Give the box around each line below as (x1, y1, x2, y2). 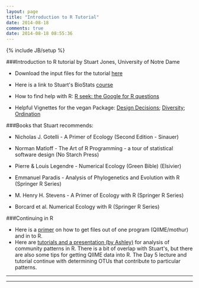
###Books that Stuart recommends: (6, 122, 94, 129)
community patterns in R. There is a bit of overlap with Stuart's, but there (14, 245, 193, 252)
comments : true (6, 25, 44, 31)
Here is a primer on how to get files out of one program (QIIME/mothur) (14, 226, 188, 234)
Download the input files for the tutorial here (14, 70, 123, 77)
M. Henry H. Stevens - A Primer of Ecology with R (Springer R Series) (14, 192, 184, 199)
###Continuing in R (6, 215, 53, 222)
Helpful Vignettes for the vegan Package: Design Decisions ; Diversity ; (14, 104, 185, 111)
